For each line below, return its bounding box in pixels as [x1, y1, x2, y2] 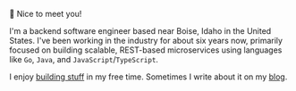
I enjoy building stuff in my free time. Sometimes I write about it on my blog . [9, 71, 288, 82]
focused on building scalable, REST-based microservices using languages [9, 45, 283, 55]
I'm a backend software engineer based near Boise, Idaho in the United [9, 26, 272, 36]
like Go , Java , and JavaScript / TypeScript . [9, 54, 159, 64]
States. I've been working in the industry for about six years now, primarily [9, 36, 283, 45]
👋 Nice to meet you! [9, 9, 82, 19]
